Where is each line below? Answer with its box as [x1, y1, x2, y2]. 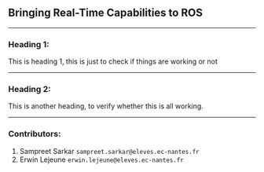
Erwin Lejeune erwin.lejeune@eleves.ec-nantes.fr [19, 155, 185, 164]
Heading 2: [8, 84, 51, 95]
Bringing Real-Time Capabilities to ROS [8, 6, 203, 20]
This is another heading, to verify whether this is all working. [8, 101, 204, 111]
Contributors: [8, 129, 61, 140]
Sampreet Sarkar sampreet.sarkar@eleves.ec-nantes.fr [19, 146, 200, 156]
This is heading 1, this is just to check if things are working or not [8, 57, 218, 66]
